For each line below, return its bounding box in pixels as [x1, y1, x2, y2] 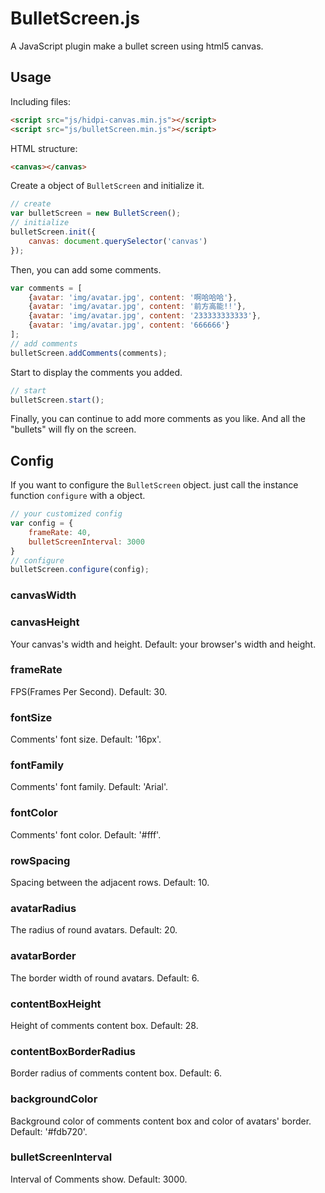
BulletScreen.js [10, 7, 141, 30]
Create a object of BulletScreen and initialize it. [10, 180, 205, 192]
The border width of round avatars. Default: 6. [10, 972, 200, 984]
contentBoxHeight [10, 997, 102, 1011]
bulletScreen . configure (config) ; [10, 565, 150, 575]
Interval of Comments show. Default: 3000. [10, 1173, 188, 1185]
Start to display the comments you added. [10, 366, 183, 378]
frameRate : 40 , [28, 527, 92, 537]
